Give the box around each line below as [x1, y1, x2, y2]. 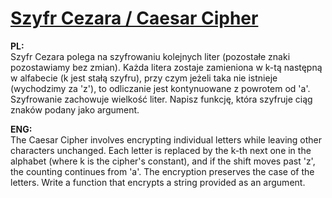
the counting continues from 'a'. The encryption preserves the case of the [10, 165, 315, 177]
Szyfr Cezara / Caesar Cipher [10, 7, 259, 30]
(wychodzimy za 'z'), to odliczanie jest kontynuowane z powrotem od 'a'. [10, 82, 311, 94]
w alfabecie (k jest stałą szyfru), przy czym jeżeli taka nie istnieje [10, 72, 278, 84]
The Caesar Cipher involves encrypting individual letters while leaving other [10, 133, 323, 146]
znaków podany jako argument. [10, 103, 140, 116]
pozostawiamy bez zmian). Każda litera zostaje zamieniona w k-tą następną [10, 61, 323, 73]
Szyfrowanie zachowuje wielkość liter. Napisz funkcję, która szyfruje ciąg [10, 93, 313, 105]
